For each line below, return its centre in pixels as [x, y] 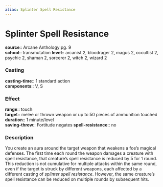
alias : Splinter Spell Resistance [40, 10]
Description [19, 138]
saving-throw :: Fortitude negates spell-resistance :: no [61, 125]
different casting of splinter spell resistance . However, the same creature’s [80, 174]
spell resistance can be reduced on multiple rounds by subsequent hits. [77, 179]
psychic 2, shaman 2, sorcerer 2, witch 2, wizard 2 [56, 58]
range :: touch [19, 109]
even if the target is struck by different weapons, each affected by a [73, 169]
